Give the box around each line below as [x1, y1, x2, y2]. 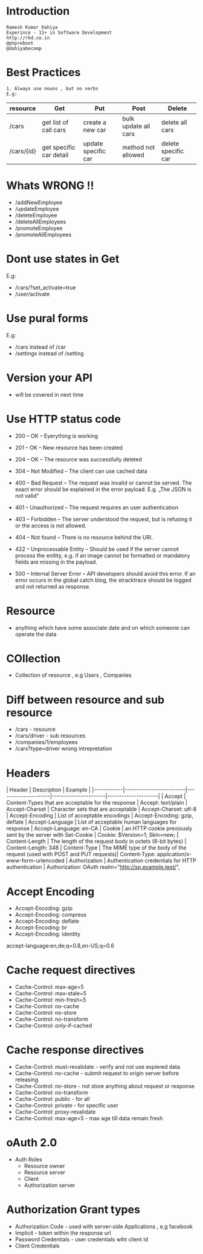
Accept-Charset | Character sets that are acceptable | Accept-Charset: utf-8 [6, 805, 197, 813]
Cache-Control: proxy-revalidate [14, 1108, 96, 1115]
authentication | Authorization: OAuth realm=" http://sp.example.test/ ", [6, 863, 180, 871]
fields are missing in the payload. [14, 558, 98, 566]
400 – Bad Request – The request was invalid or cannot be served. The [14, 479, 192, 486]
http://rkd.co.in [6, 35, 50, 41]
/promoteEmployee [14, 224, 63, 231]
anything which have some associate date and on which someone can [14, 624, 190, 631]
